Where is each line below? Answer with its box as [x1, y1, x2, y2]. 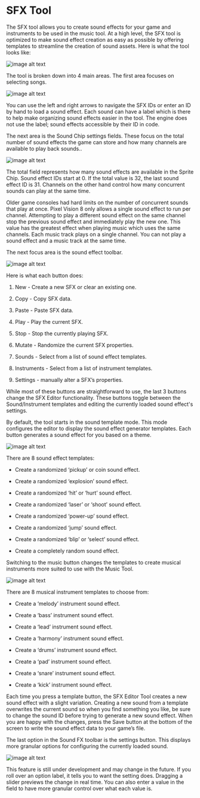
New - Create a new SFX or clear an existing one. [14, 283, 137, 290]
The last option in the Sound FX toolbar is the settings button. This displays [6, 736, 191, 743]
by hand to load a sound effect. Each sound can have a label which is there [6, 108, 191, 115]
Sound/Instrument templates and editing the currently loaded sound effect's [6, 400, 193, 408]
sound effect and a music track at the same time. [6, 237, 127, 244]
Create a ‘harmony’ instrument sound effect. [14, 635, 124, 642]
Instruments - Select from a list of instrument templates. [14, 365, 153, 372]
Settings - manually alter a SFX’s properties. [14, 376, 124, 383]
